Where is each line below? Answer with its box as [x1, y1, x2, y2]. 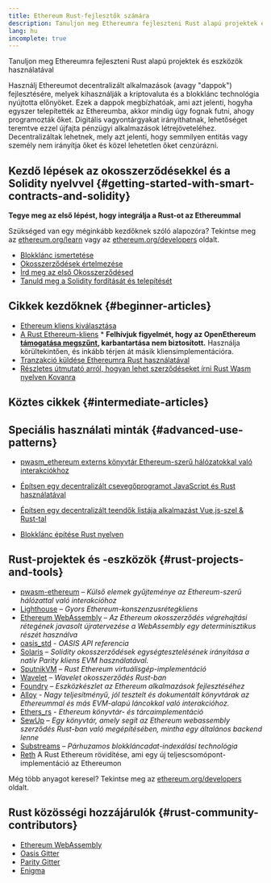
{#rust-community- [157, 806, 260, 819]
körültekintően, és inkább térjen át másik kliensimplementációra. [19, 346, 234, 356]
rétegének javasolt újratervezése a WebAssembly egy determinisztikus [19, 621, 256, 631]
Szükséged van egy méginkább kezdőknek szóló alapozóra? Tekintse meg [8, 227, 256, 236]
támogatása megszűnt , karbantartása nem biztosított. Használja [19, 338, 240, 348]
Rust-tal [19, 514, 47, 524]
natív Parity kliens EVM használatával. [19, 655, 149, 665]
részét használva [19, 630, 78, 639]
